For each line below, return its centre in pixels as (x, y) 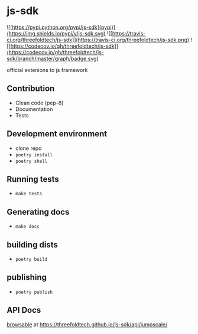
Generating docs (38, 212)
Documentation (34, 109)
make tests (29, 194)
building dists (32, 245)
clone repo (28, 148)
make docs (27, 227)
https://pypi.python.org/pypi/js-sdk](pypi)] (64, 27)
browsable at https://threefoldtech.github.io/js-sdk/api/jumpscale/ (87, 324)
